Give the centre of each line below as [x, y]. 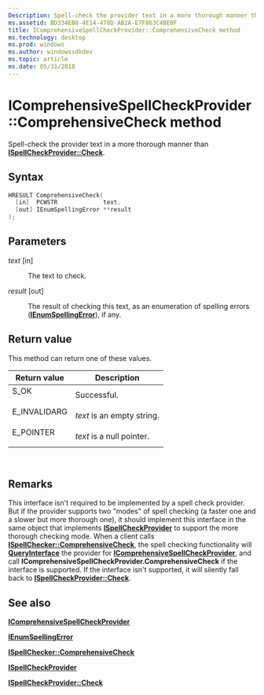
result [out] [26, 291]
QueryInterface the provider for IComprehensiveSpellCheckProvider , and [130, 553]
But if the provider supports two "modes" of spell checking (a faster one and [132, 511]
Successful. [97, 395]
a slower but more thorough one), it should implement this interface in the [127, 520]
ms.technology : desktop [47, 37]
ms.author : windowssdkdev [50, 52]
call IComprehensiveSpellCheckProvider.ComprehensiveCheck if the [123, 561]
